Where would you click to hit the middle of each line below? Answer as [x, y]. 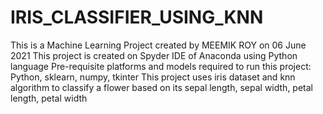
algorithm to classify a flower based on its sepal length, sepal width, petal [161, 87]
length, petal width [49, 98]
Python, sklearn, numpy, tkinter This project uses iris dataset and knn [153, 77]
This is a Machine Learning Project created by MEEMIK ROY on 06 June [158, 45]
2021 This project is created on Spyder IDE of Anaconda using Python [154, 55]
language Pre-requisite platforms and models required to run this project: [161, 66]
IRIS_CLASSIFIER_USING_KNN [137, 17]
